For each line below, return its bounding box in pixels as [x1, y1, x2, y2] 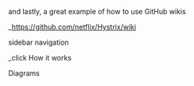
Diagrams [8, 68, 40, 78]
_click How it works [8, 53, 72, 62]
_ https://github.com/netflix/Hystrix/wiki [8, 22, 137, 31]
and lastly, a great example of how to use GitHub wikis [8, 7, 187, 16]
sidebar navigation [8, 37, 69, 47]
